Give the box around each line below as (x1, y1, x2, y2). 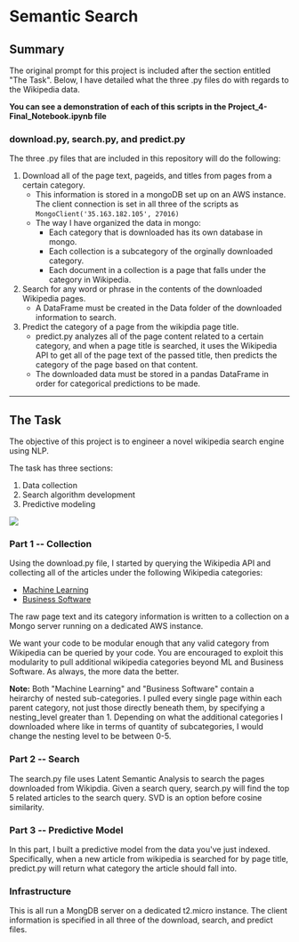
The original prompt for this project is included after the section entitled (9, 65, 271, 76)
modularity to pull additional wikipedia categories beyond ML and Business (9, 656, 284, 668)
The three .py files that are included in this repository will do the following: (9, 153, 281, 164)
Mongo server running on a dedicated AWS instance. (9, 621, 204, 632)
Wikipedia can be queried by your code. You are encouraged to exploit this (9, 648, 284, 658)
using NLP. (9, 446, 49, 456)
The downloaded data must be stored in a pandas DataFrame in (35, 369, 269, 380)
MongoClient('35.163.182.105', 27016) (35, 210, 180, 219)
